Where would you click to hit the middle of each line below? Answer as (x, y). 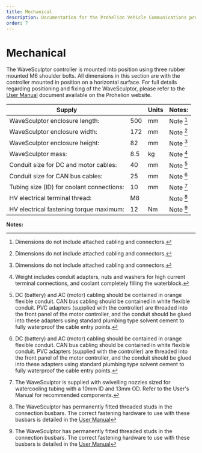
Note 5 (179, 165)
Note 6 (179, 176)
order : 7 (17, 23)
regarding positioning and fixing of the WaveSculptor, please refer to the (96, 89)
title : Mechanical (29, 12)
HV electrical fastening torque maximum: (67, 209)
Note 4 (179, 154)
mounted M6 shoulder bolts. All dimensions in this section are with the (93, 76)
